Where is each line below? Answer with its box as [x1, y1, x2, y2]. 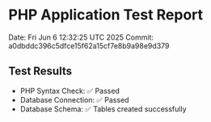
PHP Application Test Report [8, 6, 204, 24]
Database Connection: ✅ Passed [19, 95, 129, 104]
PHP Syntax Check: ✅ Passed [19, 86, 120, 95]
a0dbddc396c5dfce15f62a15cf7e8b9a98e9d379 [8, 40, 170, 50]
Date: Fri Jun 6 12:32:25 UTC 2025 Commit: [8, 32, 154, 42]
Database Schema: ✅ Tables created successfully [19, 103, 188, 114]
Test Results [8, 65, 73, 78]
